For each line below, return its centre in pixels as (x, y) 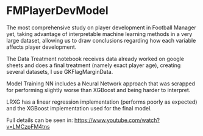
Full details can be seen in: (40, 120)
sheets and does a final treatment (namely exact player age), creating (94, 65)
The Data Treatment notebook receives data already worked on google (95, 59)
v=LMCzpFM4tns (28, 126)
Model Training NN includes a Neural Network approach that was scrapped (101, 84)
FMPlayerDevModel (57, 11)
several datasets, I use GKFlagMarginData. (60, 71)
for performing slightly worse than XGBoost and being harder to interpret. (98, 90)
